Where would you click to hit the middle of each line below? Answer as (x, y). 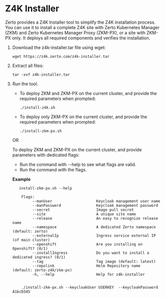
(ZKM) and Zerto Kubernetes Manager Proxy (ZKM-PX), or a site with (75, 33)
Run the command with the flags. (53, 169)
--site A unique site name (84, 214)
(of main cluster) (31, 240)
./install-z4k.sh (37, 107)
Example (21, 179)
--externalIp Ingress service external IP (94, 235)
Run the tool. (25, 84)
